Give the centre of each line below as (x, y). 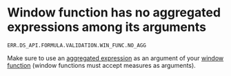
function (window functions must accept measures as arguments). (102, 65)
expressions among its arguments (107, 27)
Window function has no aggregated (114, 13)
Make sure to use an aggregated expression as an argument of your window (115, 58)
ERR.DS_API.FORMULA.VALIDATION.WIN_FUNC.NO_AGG (77, 45)
